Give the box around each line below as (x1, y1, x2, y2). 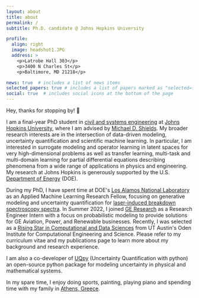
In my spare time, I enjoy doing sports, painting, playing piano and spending (6, 279, 191, 286)
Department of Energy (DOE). (6, 175, 78, 182)
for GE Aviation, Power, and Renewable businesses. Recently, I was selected (6, 218, 192, 225)
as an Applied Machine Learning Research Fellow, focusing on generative (6, 193, 185, 200)
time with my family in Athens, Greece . (6, 285, 101, 292)
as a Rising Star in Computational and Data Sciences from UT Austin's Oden (6, 225, 191, 231)
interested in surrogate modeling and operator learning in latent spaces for (6, 143, 188, 150)
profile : (6, 36, 28, 42)
